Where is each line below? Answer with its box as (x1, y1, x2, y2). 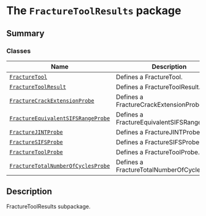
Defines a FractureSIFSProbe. (115, 137, 201, 146)
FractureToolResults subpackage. (6, 202, 91, 210)
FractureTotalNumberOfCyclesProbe (9, 162, 110, 169)
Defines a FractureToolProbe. (115, 148, 200, 156)
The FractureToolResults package (6, 4, 181, 18)
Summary (6, 28, 45, 39)
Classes (6, 47, 31, 55)
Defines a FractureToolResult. (115, 82, 201, 91)
